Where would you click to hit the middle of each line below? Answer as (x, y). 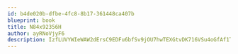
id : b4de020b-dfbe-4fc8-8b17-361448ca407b (71, 14)
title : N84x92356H (34, 27)
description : (27, 40)
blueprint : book (31, 20)
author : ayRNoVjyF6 (36, 33)
